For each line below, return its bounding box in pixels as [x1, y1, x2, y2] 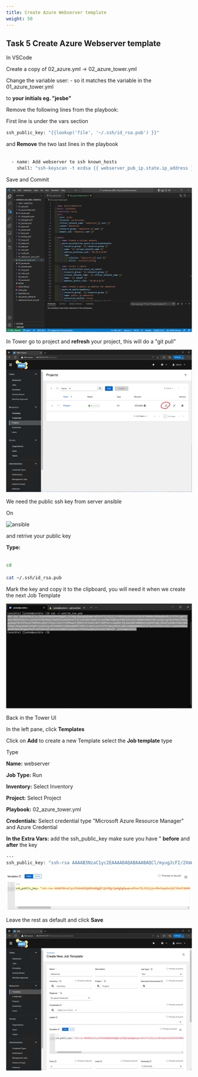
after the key [6, 842, 38, 849]
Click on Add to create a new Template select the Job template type [6, 737, 173, 745]
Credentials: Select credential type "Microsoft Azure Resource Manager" [6, 817, 184, 824]
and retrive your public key [6, 532, 71, 539]
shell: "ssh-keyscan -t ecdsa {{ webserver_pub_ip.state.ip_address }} [16, 165, 196, 171]
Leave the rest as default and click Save [6, 917, 104, 924]
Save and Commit [6, 176, 49, 183]
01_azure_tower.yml [6, 83, 54, 90]
